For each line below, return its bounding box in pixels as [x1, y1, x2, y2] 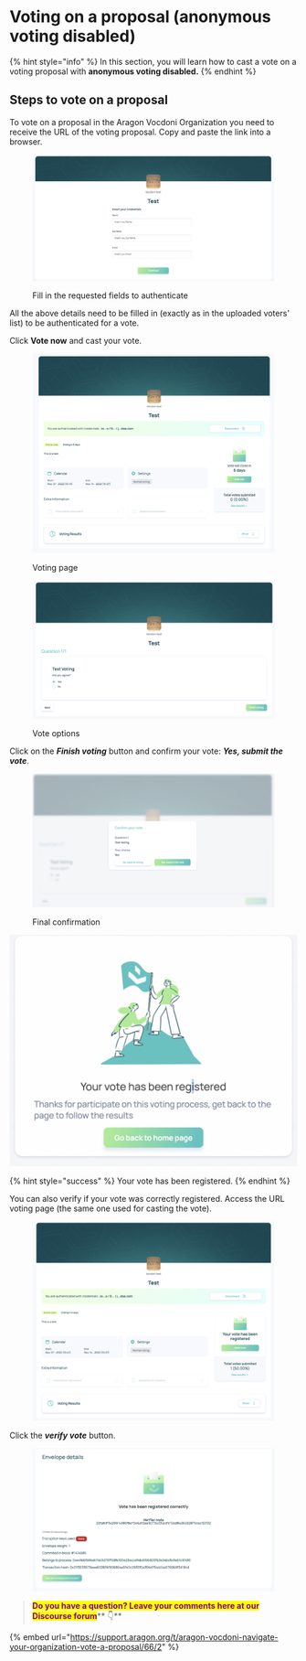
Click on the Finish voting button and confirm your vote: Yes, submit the [9, 745, 283, 756]
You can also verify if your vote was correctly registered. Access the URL [9, 1194, 285, 1205]
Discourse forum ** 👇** [31, 1610, 122, 1621]
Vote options [32, 728, 80, 739]
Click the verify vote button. [9, 1430, 116, 1441]
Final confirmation [32, 916, 100, 927]
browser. [9, 135, 43, 147]
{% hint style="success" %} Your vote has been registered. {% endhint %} [9, 1175, 290, 1186]
